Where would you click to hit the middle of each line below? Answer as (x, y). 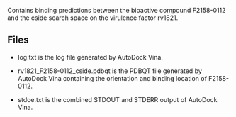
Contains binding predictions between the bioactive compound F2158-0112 (117, 10)
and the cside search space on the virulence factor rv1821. (93, 18)
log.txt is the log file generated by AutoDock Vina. (90, 57)
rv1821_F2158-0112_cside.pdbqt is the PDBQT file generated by (109, 71)
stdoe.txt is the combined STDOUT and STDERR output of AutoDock (117, 99)
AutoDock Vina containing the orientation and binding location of (112, 78)
